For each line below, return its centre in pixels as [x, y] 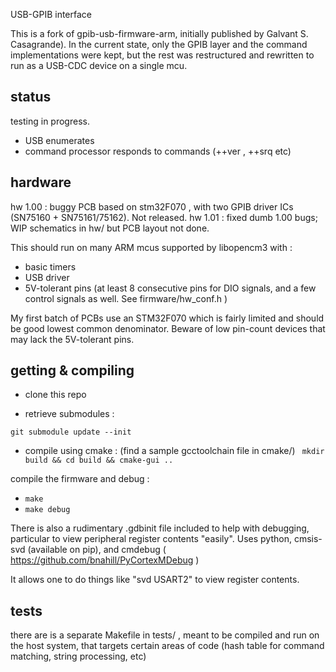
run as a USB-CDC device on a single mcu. [99, 65]
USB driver [47, 277]
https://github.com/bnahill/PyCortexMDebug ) [105, 560]
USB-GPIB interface [51, 14]
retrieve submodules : [69, 414]
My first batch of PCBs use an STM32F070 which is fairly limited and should [167, 318]
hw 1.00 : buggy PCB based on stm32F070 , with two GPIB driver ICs [152, 206]
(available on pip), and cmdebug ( [97, 550]
